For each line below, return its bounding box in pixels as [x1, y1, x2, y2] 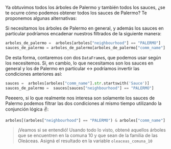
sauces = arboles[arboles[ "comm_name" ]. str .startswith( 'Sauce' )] [5, 80, 150, 86]
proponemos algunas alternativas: [5, 15, 77, 21]
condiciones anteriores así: [5, 71, 62, 77]
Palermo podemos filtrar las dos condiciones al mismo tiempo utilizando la [5, 100, 162, 107]
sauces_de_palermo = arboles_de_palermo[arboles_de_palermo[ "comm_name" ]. [5, 45, 168, 50]
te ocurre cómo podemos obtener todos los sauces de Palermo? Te [5, 10, 147, 16]
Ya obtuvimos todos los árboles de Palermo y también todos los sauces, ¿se [5, 5, 165, 10]
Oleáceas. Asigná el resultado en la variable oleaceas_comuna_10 [17, 138, 153, 144]
